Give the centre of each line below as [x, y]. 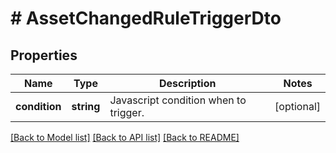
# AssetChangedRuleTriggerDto [146, 18]
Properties [44, 55]
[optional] [297, 106]
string [86, 106]
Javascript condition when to [178, 100]
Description [188, 83]
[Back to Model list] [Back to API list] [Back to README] [125, 137]
